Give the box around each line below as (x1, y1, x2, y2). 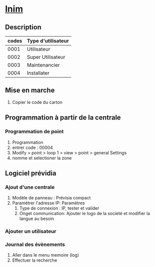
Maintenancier (26, 62, 60, 68)
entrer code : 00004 (12, 145, 53, 150)
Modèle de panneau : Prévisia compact (12, 195, 91, 201)
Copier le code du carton (12, 99, 62, 105)
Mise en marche (5, 86, 55, 95)
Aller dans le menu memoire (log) (12, 252, 79, 258)
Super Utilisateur (26, 54, 66, 60)
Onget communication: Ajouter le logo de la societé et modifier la (19, 211, 150, 217)
